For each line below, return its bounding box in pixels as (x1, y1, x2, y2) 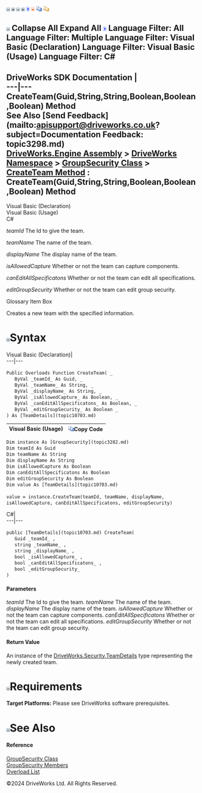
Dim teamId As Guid (6, 445, 56, 452)
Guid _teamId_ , (14, 536, 56, 542)
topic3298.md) (6, 139, 65, 149)
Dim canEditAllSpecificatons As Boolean (6, 469, 111, 476)
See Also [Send (6, 110, 66, 120)
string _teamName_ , (14, 542, 67, 548)
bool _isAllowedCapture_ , (14, 554, 83, 560)
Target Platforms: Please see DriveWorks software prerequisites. (6, 699, 170, 707)
